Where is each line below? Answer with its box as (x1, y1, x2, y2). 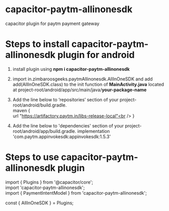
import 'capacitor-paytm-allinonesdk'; (5, 184, 85, 191)
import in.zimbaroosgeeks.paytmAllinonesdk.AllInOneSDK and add (12, 75, 153, 82)
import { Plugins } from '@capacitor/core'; (5, 179, 93, 185)
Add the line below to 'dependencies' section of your (12, 122, 124, 128)
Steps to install (5, 38, 70, 50)
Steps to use (5, 151, 60, 163)
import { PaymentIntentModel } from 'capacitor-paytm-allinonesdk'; (5, 190, 147, 196)
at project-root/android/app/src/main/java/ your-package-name (12, 87, 147, 93)
